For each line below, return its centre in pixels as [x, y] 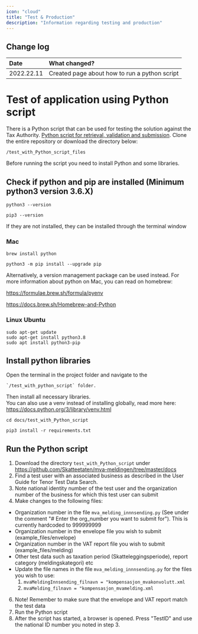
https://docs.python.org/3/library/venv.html [59, 409]
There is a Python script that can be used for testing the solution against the [99, 129]
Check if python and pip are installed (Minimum [95, 182]
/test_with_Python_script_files [46, 152]
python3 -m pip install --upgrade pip [54, 265]
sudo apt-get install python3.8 [46, 337]
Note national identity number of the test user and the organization [96, 488]
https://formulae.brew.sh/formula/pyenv [55, 293]
